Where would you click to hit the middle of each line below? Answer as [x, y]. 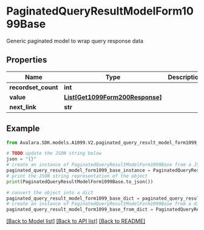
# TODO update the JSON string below [54, 154]
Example [23, 129]
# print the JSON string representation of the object [77, 176]
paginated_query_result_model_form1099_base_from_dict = [80, 210]
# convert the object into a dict [50, 192]
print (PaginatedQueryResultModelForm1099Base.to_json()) [80, 181]
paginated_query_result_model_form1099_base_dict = [73, 198]
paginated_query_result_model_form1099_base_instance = [78, 171]
